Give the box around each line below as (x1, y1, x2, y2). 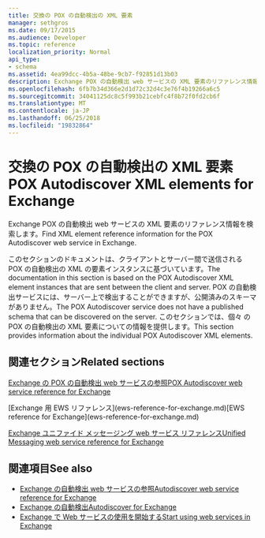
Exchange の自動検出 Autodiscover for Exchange (19, 503, 177, 512)
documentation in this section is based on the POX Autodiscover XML (8, 273, 234, 282)
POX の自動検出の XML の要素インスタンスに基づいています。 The (8, 263, 221, 273)
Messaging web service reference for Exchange (8, 437, 164, 446)
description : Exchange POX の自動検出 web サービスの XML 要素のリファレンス (8, 77, 247, 85)
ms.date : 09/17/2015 (8, 26, 77, 34)
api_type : (8, 56, 41, 64)
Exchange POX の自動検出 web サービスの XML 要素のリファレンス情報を (8, 219, 247, 229)
